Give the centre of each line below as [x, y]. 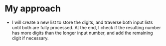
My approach [33, 9]
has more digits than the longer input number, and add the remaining [82, 33]
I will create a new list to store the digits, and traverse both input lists [82, 22]
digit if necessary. [30, 38]
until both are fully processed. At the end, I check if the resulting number [86, 27]
